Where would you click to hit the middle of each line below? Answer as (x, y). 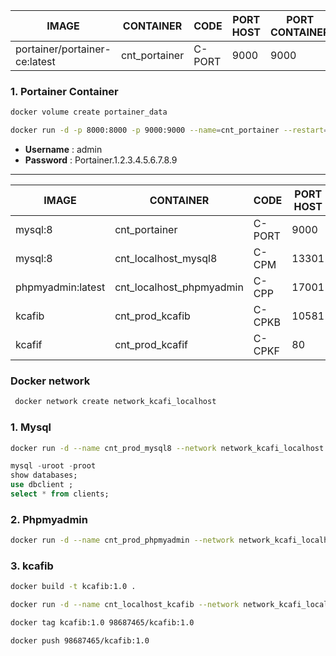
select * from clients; (60, 494)
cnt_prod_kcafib (152, 316)
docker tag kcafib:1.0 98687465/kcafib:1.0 (102, 623)
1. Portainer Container (64, 91)
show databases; (44, 475)
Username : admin (63, 150)
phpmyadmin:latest (60, 287)
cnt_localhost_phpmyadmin (179, 287)
